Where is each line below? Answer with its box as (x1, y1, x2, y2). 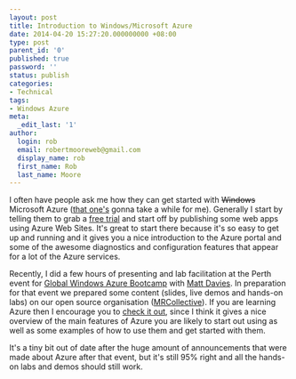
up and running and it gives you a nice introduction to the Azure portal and (9, 232, 282, 243)
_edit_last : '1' (17, 121, 77, 130)
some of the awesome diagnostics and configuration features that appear (9, 242, 279, 253)
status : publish (9, 71, 69, 80)
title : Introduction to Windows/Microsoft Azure (9, 21, 193, 30)
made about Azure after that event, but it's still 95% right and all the (9, 352, 258, 363)
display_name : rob (17, 153, 86, 163)
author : (9, 129, 38, 138)
